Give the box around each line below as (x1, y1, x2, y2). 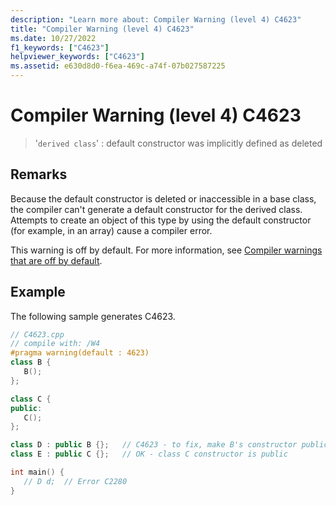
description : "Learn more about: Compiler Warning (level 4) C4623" (10, 14, 302, 25)
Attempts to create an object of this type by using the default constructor (10, 214, 312, 226)
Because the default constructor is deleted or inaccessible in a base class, (10, 192, 317, 205)
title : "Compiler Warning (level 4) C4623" (10, 24, 195, 34)
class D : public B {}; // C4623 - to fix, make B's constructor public (10, 440, 329, 450)
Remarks (10, 166, 68, 183)
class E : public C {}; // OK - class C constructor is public (10, 449, 288, 460)
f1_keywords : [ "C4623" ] (10, 42, 110, 53)
